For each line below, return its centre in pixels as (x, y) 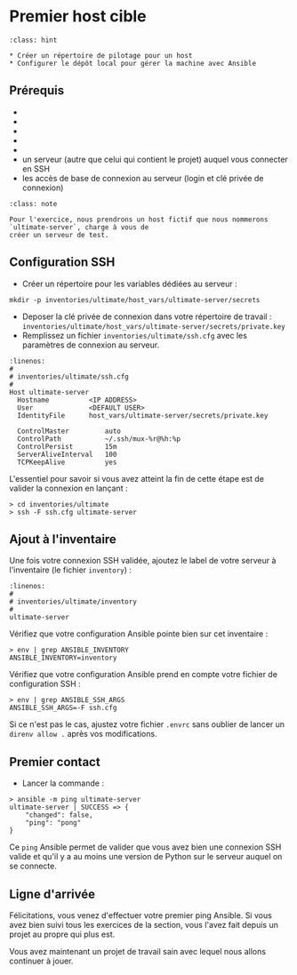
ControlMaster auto (69, 431)
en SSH (36, 168)
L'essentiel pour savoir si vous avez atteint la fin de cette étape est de (137, 478)
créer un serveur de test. (59, 235)
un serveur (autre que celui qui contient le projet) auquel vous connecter (155, 159)
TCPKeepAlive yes (67, 462)
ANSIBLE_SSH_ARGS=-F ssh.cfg (63, 708)
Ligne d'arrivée (52, 894)
